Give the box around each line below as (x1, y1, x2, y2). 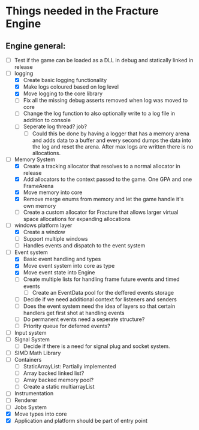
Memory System (14, 156, 55, 163)
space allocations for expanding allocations (23, 215, 131, 222)
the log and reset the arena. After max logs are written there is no (32, 143, 194, 150)
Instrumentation (14, 390, 54, 397)
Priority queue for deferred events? (23, 322, 110, 329)
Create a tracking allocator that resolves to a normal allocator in (23, 162, 180, 169)
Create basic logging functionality (23, 77, 107, 84)
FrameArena (23, 182, 54, 189)
